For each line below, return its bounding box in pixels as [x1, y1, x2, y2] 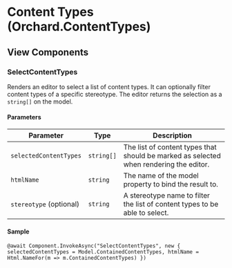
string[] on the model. [7, 97, 73, 106]
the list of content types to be [123, 200, 219, 209]
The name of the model [123, 171, 199, 180]
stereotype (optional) [10, 200, 80, 209]
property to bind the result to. [123, 180, 219, 189]
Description [153, 131, 192, 140]
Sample [7, 227, 30, 236]
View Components [7, 46, 89, 58]
